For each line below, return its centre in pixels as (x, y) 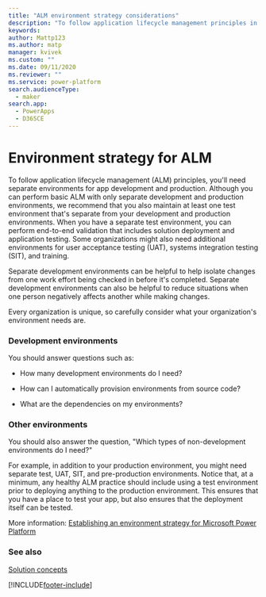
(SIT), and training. (39, 255)
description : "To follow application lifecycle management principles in (133, 23)
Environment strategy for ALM (110, 158)
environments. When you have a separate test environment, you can (120, 222)
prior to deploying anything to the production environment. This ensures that (133, 491)
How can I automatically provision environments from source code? (130, 388)
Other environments (48, 425)
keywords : (25, 30)
